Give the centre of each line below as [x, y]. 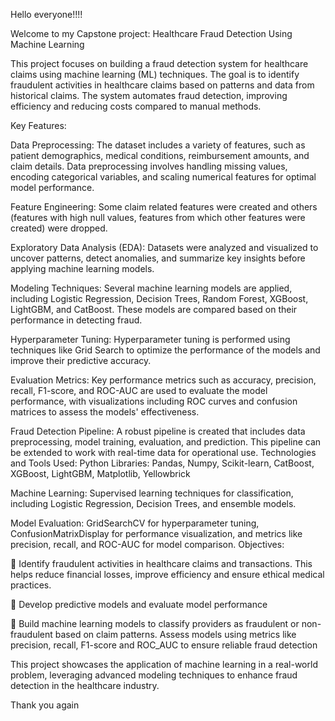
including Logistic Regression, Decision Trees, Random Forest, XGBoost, [159, 298]
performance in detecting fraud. [76, 320]
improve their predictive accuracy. [81, 360]
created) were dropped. [59, 228]
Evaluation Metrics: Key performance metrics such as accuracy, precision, [163, 380]
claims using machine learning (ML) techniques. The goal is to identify [155, 74]
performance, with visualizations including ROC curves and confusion [154, 401]
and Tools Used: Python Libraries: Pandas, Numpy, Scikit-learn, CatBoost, [162, 463]
